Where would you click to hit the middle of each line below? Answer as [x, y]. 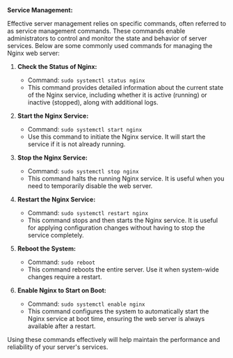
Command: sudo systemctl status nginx [86, 80]
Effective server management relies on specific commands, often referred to [117, 23]
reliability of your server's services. [58, 347]
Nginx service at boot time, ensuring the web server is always [116, 319]
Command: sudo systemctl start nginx [85, 129]
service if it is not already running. [77, 144]
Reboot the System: [47, 249]
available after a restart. [62, 326]
